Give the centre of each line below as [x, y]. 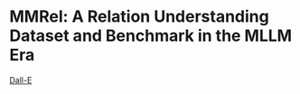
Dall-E [21, 80]
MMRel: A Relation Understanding [139, 17]
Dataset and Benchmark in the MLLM [150, 36]
